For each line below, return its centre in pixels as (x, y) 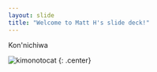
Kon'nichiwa (28, 45)
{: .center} (75, 60)
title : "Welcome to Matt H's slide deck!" (79, 23)
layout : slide (32, 15)
